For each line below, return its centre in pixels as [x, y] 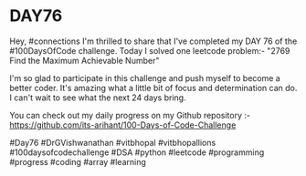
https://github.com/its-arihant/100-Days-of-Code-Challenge [123, 125]
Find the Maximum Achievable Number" [84, 60]
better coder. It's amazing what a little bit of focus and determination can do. [153, 88]
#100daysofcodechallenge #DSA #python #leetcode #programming [137, 152]
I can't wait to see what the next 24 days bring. [98, 98]
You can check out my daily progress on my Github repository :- [130, 115]
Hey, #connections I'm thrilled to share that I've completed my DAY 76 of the [153, 41]
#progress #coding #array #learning [78, 161]
